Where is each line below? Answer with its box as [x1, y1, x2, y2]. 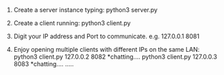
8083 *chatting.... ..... [13, 60, 74, 67]
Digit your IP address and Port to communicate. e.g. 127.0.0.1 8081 [13, 32, 200, 40]
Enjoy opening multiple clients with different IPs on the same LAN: [13, 46, 200, 53]
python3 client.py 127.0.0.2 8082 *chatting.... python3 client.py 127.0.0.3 [13, 52, 218, 61]
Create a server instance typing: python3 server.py [13, 6, 158, 14]
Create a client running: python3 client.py [13, 19, 132, 27]
